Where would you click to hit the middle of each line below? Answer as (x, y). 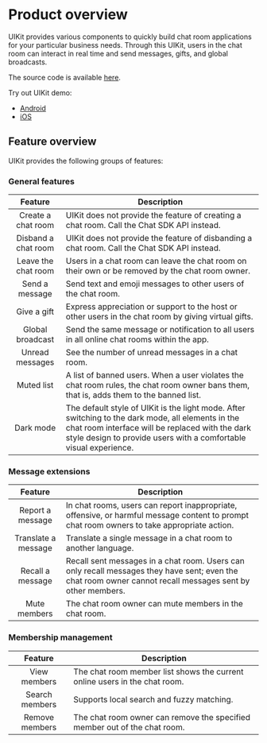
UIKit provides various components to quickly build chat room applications (130, 37)
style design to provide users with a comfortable (156, 438)
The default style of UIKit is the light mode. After (155, 408)
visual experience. (100, 448)
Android (33, 108)
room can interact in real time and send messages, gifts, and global (118, 53)
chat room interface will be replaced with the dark (159, 428)
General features (42, 181)
